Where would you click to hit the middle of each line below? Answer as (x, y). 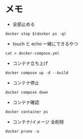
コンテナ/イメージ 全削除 (38, 122)
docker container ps (27, 112)
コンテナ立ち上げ (30, 63)
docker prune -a (22, 131)
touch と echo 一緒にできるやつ (45, 44)
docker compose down (27, 92)
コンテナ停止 (26, 83)
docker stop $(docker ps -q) (36, 34)
